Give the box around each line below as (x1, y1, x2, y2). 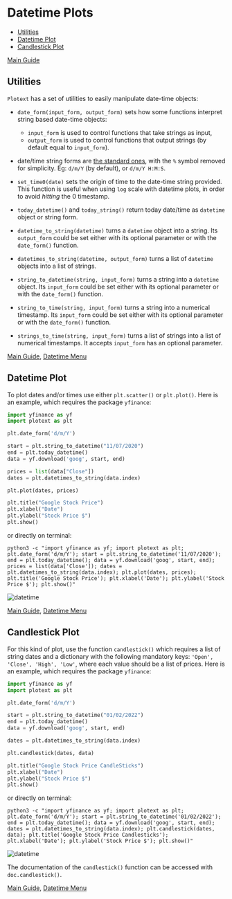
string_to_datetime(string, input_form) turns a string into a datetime (17, 275, 220, 283)
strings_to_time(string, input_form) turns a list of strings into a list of (17, 331, 222, 340)
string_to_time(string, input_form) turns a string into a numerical (17, 303, 210, 311)
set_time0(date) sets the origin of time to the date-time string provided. (17, 177, 223, 185)
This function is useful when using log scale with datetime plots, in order (17, 185, 225, 193)
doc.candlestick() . (7, 871, 62, 879)
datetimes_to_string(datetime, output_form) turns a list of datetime (17, 254, 213, 262)
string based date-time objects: (17, 115, 107, 123)
